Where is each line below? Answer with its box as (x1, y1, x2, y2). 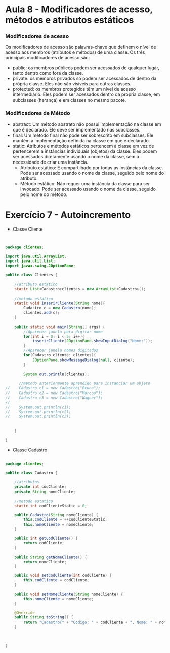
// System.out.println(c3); (5, 414, 71, 419)
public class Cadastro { (5, 470, 58, 475)
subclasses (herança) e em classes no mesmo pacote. (12, 97, 126, 103)
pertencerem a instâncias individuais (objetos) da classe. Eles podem (12, 148, 157, 154)
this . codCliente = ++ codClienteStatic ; (23, 517, 108, 523)
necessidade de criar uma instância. (12, 159, 89, 165)
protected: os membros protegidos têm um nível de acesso (12, 86, 136, 92)
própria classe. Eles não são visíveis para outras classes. (12, 81, 132, 87)
